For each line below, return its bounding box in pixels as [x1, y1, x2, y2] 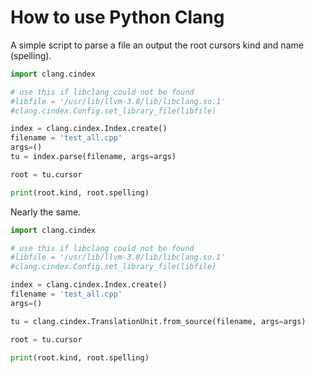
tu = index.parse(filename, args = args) [10, 152, 177, 162]
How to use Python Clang [10, 6, 225, 29]
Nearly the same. [10, 206, 82, 218]
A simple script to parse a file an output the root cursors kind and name [10, 39, 304, 51]
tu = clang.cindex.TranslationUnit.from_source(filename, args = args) [10, 316, 307, 326]
